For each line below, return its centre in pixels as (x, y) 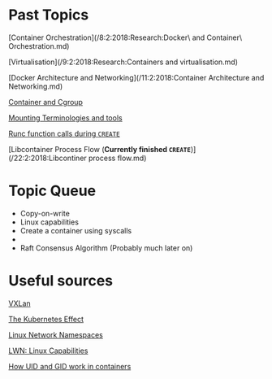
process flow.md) (117, 158)
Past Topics (49, 15)
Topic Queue (52, 191)
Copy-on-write (45, 213)
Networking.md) (36, 86)
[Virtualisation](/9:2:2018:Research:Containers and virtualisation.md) (123, 62)
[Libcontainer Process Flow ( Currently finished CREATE (99, 149)
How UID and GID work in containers (70, 366)
